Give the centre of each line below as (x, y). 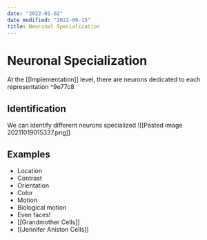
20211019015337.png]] (39, 132)
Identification (37, 109)
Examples (29, 154)
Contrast (30, 178)
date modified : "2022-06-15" (49, 20)
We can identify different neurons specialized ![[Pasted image (95, 126)
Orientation (33, 185)
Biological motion (42, 207)
